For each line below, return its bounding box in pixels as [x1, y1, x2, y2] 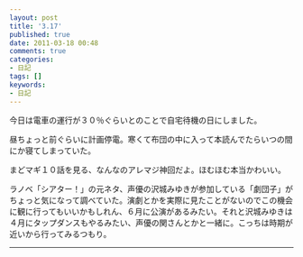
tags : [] [9, 72, 42, 81]
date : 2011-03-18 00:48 [9, 38, 99, 48]
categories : [9, 55, 54, 64]
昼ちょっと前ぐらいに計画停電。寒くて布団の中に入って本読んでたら [9, 133, 262, 144]
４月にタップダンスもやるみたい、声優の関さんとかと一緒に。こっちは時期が [9, 217, 293, 228]
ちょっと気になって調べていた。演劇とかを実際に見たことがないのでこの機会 [9, 195, 293, 206]
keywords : [9, 80, 47, 89]
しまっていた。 [40, 145, 96, 156]
